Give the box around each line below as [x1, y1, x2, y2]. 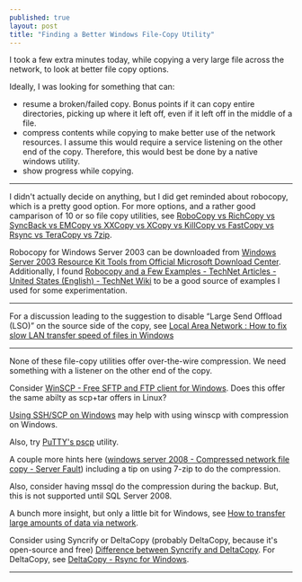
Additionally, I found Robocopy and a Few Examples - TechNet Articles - [9, 266, 277, 277]
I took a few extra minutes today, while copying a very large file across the [9, 55, 285, 66]
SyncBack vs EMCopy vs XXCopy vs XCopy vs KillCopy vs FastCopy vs [9, 220, 274, 231]
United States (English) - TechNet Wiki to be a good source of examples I [9, 276, 280, 287]
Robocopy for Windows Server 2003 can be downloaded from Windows [9, 247, 277, 258]
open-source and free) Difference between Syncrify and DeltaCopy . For [9, 544, 276, 555]
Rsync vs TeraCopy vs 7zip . [9, 230, 112, 241]
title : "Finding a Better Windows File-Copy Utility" [9, 30, 216, 39]
